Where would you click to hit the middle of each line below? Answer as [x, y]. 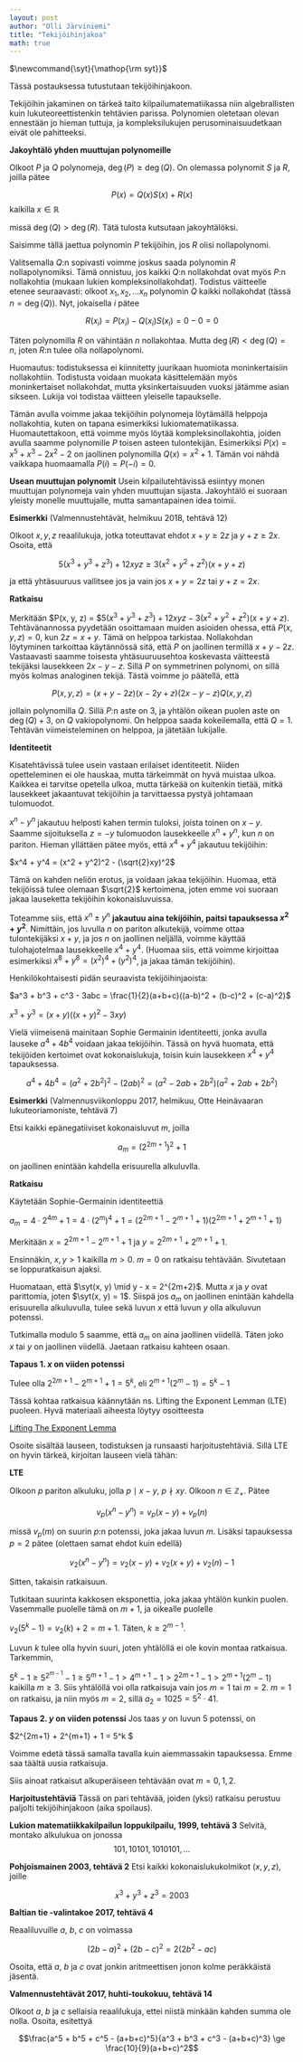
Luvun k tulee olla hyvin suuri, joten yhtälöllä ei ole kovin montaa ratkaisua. [148, 1648]
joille [18, 1876]
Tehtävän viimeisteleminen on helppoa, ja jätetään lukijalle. [118, 730]
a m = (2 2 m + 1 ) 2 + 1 [152, 1147]
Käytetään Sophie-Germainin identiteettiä [86, 1201]
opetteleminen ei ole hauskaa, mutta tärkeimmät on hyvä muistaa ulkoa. [143, 774]
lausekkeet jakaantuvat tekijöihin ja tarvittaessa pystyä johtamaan [131, 793]
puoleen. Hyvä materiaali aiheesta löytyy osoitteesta [107, 1410]
